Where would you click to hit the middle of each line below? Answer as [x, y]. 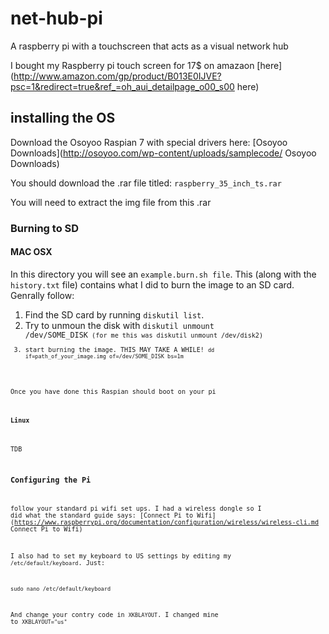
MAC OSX [31, 252]
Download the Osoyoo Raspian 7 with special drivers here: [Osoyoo [149, 142]
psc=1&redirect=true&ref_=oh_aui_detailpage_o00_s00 [122, 86]
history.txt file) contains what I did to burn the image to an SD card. [152, 284]
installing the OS [63, 118]
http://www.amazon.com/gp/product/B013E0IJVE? [117, 76]
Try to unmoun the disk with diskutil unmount [119, 325]
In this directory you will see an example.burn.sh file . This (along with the [163, 274]
